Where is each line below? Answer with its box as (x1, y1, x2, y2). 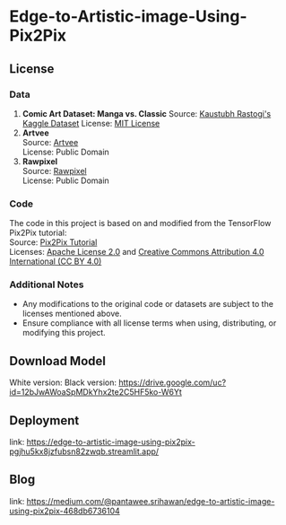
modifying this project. (22, 328, 106, 338)
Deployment (9, 413, 80, 428)
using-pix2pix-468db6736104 (9, 505, 121, 516)
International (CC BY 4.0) (9, 256, 102, 267)
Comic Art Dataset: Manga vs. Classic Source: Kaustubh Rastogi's (22, 108, 272, 118)
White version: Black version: (9, 377, 117, 388)
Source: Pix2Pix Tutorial (9, 237, 98, 248)
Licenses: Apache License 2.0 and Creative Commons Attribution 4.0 (9, 247, 264, 258)
